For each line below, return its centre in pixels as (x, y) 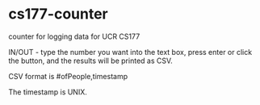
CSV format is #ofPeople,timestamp (68, 76)
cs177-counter (59, 14)
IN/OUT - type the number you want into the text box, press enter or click (130, 52)
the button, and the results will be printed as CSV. (91, 61)
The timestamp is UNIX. (48, 92)
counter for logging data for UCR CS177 (74, 36)
